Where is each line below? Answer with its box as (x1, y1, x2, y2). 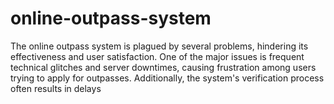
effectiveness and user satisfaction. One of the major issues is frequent (10, 50, 305, 62)
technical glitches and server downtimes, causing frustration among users (10, 61, 317, 73)
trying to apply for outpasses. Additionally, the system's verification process (10, 72, 325, 84)
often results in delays (10, 82, 102, 94)
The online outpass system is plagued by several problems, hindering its (10, 40, 309, 52)
